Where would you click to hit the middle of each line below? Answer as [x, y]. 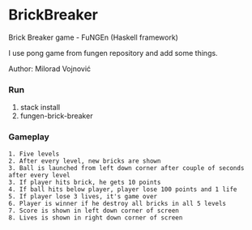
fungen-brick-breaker [56, 116]
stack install [40, 108]
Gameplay [29, 137]
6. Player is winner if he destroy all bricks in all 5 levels [117, 203]
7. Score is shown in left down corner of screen [94, 211]
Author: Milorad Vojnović [50, 68]
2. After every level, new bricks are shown [85, 161]
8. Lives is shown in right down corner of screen [96, 217]
